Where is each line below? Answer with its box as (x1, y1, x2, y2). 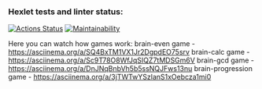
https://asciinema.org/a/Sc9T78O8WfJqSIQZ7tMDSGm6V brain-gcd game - (8, 55, 254, 65)
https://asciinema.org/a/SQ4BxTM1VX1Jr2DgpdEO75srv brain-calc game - (8, 48, 250, 57)
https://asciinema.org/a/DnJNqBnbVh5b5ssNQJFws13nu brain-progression (8, 64, 253, 73)
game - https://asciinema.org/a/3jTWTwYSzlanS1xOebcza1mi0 (8, 73, 212, 82)
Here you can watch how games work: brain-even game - (8, 39, 195, 48)
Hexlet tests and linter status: (8, 6, 124, 17)
